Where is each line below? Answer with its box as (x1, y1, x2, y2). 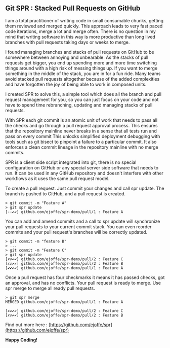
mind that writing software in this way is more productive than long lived (5, 33, 156, 40)
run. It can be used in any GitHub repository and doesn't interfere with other (5, 170, 163, 176)
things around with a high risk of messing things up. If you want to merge (5, 65, 158, 71)
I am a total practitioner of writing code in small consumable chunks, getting (5, 17, 163, 23)
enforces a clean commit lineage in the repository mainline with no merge (5, 144, 158, 150)
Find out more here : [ (5, 322, 51, 328)
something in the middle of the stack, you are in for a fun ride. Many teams (5, 71, 161, 77)
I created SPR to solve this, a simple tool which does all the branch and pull (5, 91, 162, 97)
